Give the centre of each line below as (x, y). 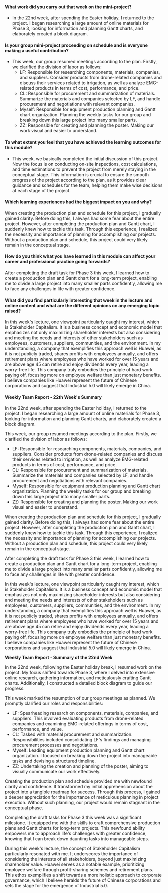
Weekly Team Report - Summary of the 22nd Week (59, 658)
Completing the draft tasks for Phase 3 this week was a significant (73, 818)
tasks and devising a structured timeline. (54, 761)
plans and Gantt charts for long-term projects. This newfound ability (75, 828)
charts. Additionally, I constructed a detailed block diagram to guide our (79, 683)
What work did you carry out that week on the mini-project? (68, 7)
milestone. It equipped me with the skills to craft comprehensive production (83, 823)
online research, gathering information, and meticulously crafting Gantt (78, 678)
